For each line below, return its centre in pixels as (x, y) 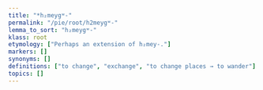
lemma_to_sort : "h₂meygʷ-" (53, 30)
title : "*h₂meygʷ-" (40, 15)
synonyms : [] (30, 59)
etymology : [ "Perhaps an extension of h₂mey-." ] (90, 45)
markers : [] (28, 52)
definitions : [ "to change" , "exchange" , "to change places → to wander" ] (132, 67)
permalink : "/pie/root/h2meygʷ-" (63, 23)
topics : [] (26, 74)
